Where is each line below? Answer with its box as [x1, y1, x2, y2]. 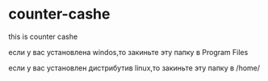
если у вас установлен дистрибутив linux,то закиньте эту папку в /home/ [8, 62, 261, 73]
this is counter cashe [8, 32, 78, 41]
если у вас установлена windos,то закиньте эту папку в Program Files [8, 47, 249, 57]
